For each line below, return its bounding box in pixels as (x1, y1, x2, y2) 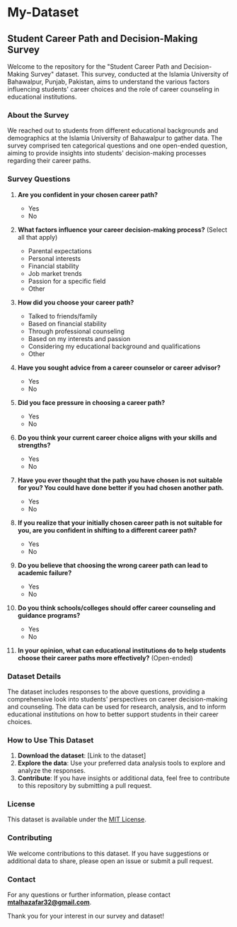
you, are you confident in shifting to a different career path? (17, 526, 197, 534)
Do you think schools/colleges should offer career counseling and (17, 604, 216, 612)
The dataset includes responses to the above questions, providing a (7, 687, 205, 696)
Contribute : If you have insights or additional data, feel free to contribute (17, 774, 230, 782)
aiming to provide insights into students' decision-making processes (7, 149, 207, 157)
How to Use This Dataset (7, 735, 94, 745)
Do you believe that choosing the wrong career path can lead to (17, 561, 209, 570)
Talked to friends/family (28, 311, 98, 320)
